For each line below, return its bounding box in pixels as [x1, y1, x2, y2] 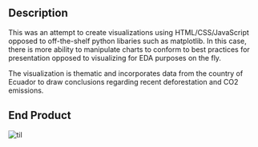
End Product [8, 109, 71, 122]
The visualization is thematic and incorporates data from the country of [8, 68, 244, 78]
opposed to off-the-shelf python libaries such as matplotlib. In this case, [8, 36, 247, 46]
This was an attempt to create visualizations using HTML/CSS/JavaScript [8, 27, 250, 37]
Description [8, 6, 68, 20]
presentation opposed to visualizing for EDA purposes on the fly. [8, 53, 222, 62]
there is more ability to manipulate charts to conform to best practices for [8, 44, 250, 54]
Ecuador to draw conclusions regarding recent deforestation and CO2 [8, 77, 239, 86]
